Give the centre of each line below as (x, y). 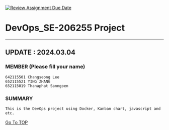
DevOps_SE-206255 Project (65, 28)
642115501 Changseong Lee (32, 77)
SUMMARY (19, 98)
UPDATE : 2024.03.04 (40, 52)
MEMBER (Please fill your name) (45, 66)
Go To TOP (17, 122)
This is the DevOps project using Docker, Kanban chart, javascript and (83, 108)
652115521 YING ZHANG (28, 81)
